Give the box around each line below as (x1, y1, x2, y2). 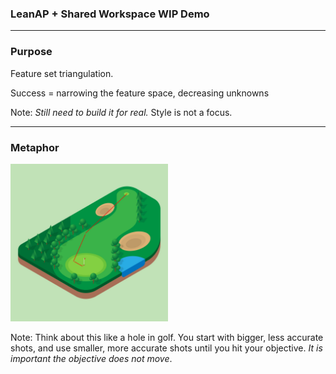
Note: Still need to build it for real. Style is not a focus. (10, 106, 233, 118)
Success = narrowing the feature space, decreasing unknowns (10, 87, 270, 99)
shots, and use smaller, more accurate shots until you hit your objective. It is (10, 342, 323, 354)
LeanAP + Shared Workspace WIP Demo (10, 7, 210, 21)
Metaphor (10, 140, 60, 154)
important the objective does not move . (10, 352, 173, 364)
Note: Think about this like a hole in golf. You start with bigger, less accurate (10, 331, 324, 343)
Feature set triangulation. (10, 67, 114, 79)
